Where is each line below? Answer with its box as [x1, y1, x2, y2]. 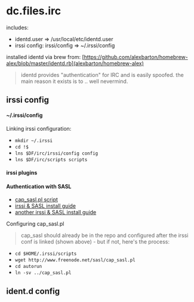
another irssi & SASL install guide [14, 209, 97, 216]
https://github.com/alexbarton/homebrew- [84, 53, 188, 60]
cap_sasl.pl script [14, 196, 58, 204]
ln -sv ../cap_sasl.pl [14, 270, 72, 276]
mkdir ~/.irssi [14, 137, 53, 144]
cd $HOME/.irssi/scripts [14, 251, 77, 257]
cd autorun [14, 264, 42, 270]
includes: [6, 24, 29, 31]
